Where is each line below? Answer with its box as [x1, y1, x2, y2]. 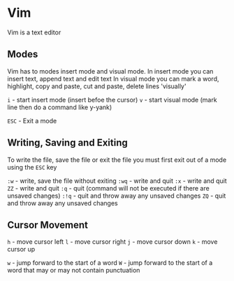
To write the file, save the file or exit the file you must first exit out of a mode [7, 156, 227, 164]
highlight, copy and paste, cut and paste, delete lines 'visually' [7, 82, 187, 90]
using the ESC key [7, 163, 57, 171]
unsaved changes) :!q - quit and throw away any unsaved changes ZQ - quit [7, 191, 226, 200]
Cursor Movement [7, 219, 89, 231]
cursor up [7, 245, 36, 254]
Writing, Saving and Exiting [7, 137, 128, 149]
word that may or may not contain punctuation [7, 266, 140, 275]
